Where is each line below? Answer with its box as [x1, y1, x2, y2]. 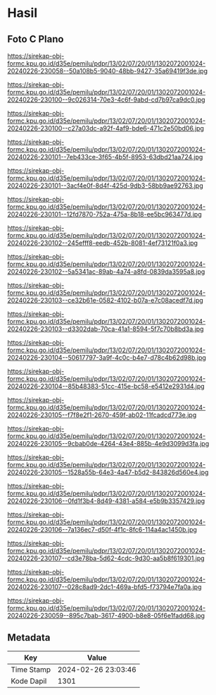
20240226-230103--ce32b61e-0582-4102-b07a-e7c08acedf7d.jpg [7, 296, 204, 304]
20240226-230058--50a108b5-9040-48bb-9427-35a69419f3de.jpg [7, 67, 208, 75]
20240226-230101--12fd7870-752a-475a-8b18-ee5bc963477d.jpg [7, 210, 202, 218]
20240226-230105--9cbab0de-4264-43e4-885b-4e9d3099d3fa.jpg [7, 440, 210, 447]
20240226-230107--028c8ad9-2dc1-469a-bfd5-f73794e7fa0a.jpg [7, 583, 202, 591]
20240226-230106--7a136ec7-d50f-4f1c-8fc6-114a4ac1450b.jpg [7, 526, 197, 533]
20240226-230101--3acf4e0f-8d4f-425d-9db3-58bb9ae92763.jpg [7, 181, 203, 190]
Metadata [7, 631, 51, 643]
